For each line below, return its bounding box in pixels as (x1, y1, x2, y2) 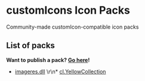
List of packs (6, 40, 55, 51)
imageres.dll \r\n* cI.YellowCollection (14, 68, 106, 75)
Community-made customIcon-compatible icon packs (6, 23, 139, 30)
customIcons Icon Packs (6, 4, 130, 17)
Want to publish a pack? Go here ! (6, 56, 90, 63)
